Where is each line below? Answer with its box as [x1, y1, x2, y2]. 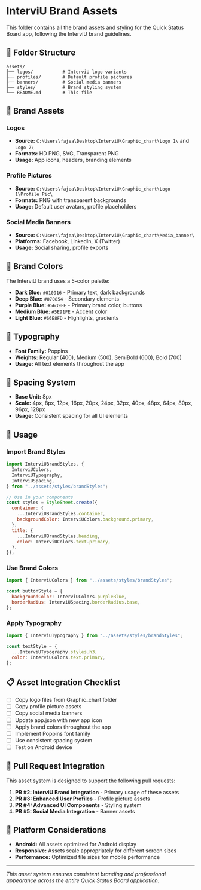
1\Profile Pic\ [14, 191, 53, 197]
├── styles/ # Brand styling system [6, 84, 121, 90]
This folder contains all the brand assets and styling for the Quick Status [6, 24, 184, 31]
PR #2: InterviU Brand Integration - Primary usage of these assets [14, 788, 179, 796]
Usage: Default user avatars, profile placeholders [14, 203, 137, 210]
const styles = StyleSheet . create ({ [6, 500, 98, 506]
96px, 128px [14, 406, 45, 413]
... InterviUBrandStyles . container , [17, 511, 106, 517]
